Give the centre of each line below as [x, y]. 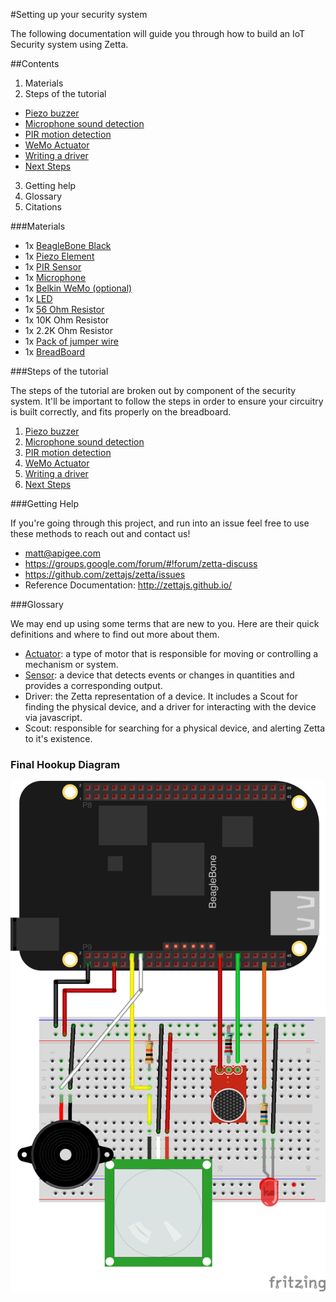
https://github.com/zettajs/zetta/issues [105, 574]
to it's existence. [58, 738]
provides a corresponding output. [93, 685]
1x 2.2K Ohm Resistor [68, 330]
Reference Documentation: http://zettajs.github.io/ [128, 585]
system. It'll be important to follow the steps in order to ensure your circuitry [167, 401]
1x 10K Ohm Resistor [67, 320]
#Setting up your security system [79, 14]
